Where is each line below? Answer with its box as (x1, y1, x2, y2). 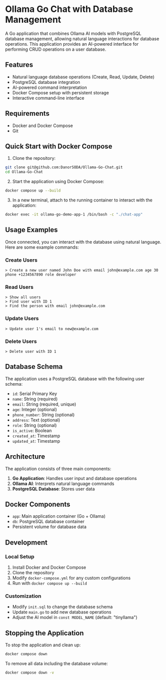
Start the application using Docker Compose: (12, 179, 105, 185)
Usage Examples (5, 226, 58, 234)
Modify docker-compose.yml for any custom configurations (12, 575, 131, 581)
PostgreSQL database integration (12, 79, 80, 85)
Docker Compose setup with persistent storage (12, 89, 109, 95)
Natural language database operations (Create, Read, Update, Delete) (12, 73, 155, 80)
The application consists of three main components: (5, 466, 111, 472)
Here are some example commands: (5, 244, 79, 250)
